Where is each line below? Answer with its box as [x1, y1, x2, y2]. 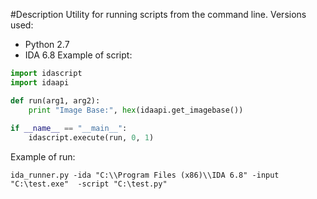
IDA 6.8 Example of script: [24, 49, 133, 61]
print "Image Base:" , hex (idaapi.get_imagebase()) [28, 105, 244, 115]
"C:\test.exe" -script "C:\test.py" [10, 179, 168, 189]
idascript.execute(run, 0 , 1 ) [28, 133, 155, 143]
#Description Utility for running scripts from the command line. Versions [10, 9, 307, 20]
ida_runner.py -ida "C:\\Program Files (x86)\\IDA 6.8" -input [10, 170, 280, 181]
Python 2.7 [24, 39, 70, 50]
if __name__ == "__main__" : [10, 124, 128, 134]
